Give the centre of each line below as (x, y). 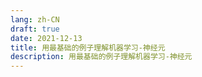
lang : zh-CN (35, 19)
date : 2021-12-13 (46, 38)
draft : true (35, 29)
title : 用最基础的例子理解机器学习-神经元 (88, 47)
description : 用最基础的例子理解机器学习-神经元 (101, 57)
